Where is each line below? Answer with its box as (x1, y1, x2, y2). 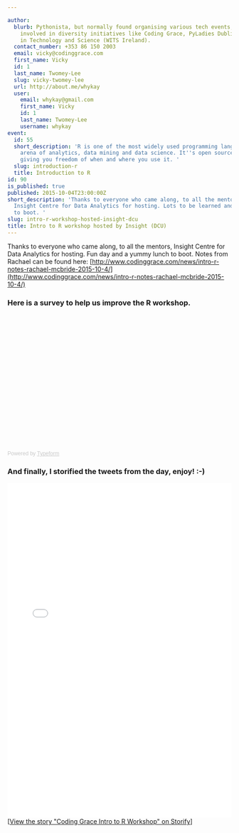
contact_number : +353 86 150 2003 (14, 44, 116, 51)
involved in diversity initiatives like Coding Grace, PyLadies (20, 30, 215, 37)
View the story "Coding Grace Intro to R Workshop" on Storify (9, 817, 191, 826)
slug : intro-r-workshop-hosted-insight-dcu (7, 216, 139, 223)
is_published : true (7, 183, 65, 190)
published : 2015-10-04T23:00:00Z (7, 189, 107, 196)
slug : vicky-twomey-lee (14, 76, 84, 84)
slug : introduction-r (14, 163, 78, 170)
